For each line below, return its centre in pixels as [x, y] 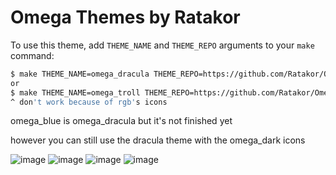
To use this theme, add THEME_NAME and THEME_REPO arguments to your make [162, 45]
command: [32, 55]
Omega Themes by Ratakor [125, 17]
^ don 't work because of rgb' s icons [89, 102]
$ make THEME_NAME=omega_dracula [80, 74]
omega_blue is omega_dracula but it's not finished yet [121, 121]
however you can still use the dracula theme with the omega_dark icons [158, 140]
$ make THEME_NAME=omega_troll [75, 92]
